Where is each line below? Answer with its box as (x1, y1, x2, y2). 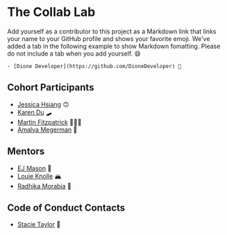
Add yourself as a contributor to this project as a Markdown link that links (7, 27, 217, 35)
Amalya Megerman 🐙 (17, 125, 78, 133)
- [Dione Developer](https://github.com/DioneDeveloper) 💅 (7, 63, 182, 70)
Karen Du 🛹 (17, 108, 52, 116)
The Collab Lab (7, 4, 96, 20)
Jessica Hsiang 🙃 (17, 100, 69, 108)
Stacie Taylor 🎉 (17, 220, 61, 229)
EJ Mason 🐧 (17, 164, 52, 172)
